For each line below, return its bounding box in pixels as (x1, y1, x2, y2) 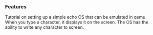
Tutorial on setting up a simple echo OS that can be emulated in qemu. (5, 14, 147, 20)
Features (5, 3, 27, 10)
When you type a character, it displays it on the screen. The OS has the (5, 19, 149, 25)
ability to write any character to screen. (5, 24, 84, 30)
